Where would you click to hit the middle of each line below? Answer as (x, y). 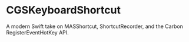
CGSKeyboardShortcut (63, 10)
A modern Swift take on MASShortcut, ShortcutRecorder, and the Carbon (95, 26)
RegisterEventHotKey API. (37, 32)
